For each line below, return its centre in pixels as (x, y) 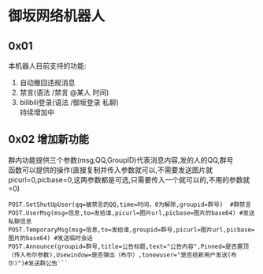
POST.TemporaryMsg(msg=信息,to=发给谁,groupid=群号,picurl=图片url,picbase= (131, 230)
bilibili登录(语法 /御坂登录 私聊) (69, 102)
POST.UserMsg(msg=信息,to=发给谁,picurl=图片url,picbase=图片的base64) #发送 (131, 213)
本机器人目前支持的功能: (47, 66)
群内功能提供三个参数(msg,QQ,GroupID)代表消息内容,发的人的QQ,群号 (121, 160)
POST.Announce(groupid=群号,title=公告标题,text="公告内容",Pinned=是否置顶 (129, 246)
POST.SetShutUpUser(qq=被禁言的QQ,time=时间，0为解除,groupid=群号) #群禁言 (130, 205)
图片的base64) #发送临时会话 (50, 238)
